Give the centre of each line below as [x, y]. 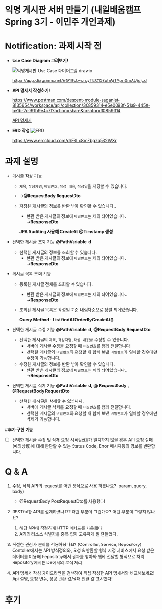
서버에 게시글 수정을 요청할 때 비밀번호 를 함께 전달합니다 [78, 346]
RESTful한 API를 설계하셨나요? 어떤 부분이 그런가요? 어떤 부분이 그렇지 [79, 512]
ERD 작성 [21, 131]
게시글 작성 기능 [27, 176]
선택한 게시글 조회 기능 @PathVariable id [52, 242]
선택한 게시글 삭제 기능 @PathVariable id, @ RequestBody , [70, 385]
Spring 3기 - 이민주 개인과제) [60, 22]
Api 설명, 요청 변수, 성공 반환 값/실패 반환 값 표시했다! [62, 579]
